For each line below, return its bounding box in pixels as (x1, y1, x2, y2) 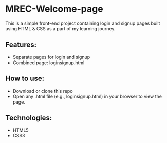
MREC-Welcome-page (5, 3, 104, 15)
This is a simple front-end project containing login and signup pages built (5, 20, 160, 26)
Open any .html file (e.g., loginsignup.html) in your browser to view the (12, 93, 162, 99)
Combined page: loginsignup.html (12, 59, 85, 66)
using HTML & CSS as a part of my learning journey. (5, 25, 116, 31)
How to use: (5, 74, 45, 83)
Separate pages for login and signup (12, 54, 90, 60)
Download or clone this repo (12, 88, 73, 94)
